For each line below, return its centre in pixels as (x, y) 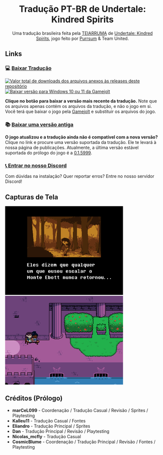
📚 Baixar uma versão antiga (39, 124)
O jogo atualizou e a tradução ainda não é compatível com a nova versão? (81, 137)
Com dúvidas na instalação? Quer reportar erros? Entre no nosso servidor (80, 176)
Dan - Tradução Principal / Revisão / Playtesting (61, 431)
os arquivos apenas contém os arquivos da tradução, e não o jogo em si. (79, 106)
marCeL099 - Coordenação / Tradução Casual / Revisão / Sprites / (80, 410)
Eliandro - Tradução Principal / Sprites (51, 426)
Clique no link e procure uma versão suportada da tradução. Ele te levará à (81, 142)
